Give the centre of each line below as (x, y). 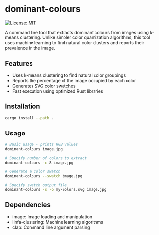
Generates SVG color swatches (44, 86)
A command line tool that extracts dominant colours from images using (77, 32)
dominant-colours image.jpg (34, 149)
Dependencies (28, 205)
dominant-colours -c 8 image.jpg (39, 163)
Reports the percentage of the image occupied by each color (74, 80)
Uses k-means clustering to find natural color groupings (69, 75)
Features (19, 63)
